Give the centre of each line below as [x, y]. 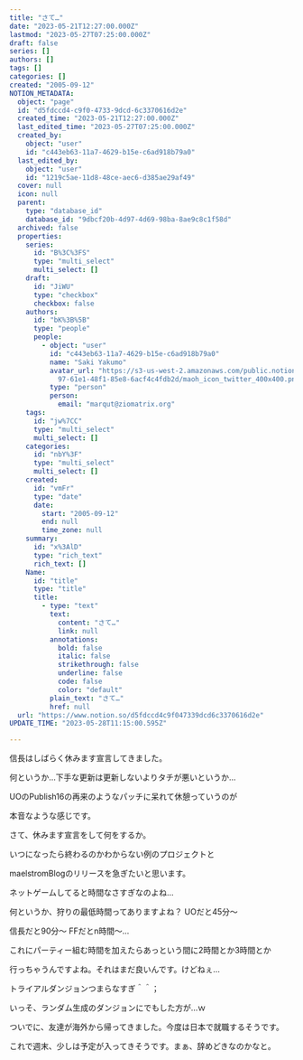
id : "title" [55, 581]
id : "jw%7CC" [58, 421]
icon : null [38, 194]
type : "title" [60, 589]
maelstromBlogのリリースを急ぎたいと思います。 [100, 874]
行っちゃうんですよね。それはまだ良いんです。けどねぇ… [115, 970]
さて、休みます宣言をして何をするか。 [80, 835]
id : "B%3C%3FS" [62, 253]
